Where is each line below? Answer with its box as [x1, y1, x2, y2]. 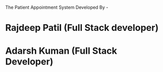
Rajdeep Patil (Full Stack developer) [5, 22, 159, 33]
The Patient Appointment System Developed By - [5, 5, 108, 10]
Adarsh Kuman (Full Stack [5, 45, 117, 57]
